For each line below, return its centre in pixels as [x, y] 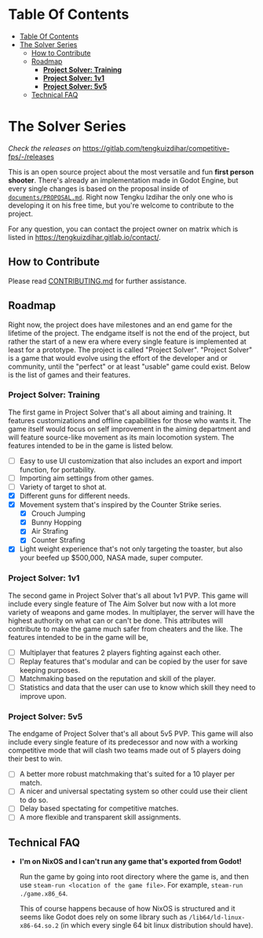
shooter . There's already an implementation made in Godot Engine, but [123, 180]
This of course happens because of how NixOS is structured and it [127, 909]
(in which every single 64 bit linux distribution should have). [157, 925]
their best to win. [35, 759]
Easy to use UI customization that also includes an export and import [130, 461]
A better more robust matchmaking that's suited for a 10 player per [127, 774]
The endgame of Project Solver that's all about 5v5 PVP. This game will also [131, 734]
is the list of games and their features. [69, 374]
